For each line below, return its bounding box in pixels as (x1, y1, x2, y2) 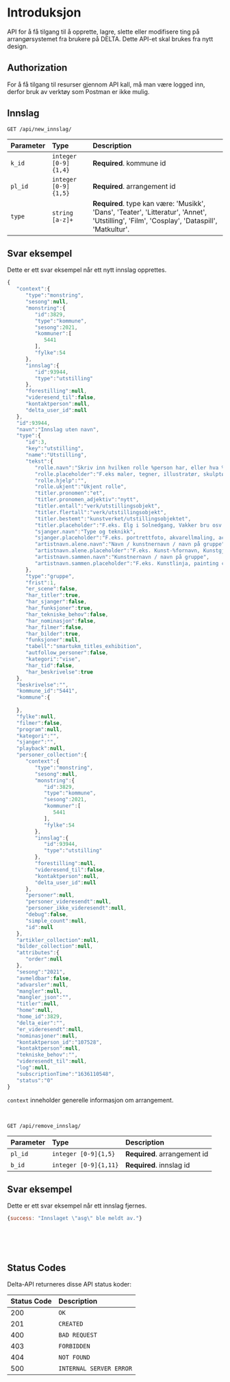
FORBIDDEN (58, 1342, 90, 1350)
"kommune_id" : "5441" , (16, 688, 78, 695)
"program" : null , (16, 726, 63, 733)
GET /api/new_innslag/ (7, 126, 72, 133)
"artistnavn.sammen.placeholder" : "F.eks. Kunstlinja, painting (34, 560, 219, 567)
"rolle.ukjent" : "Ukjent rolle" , (34, 483, 127, 490)
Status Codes (7, 1262, 66, 1274)
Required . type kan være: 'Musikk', (92, 198, 206, 208)
